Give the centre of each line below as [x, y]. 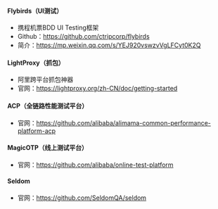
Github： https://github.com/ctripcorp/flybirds [83, 37]
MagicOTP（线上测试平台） [47, 148]
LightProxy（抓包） [36, 63]
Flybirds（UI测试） [35, 11]
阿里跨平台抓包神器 [45, 80]
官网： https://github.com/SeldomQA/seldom [82, 198]
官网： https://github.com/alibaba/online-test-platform [95, 165]
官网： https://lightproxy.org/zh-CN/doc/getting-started [97, 89]
